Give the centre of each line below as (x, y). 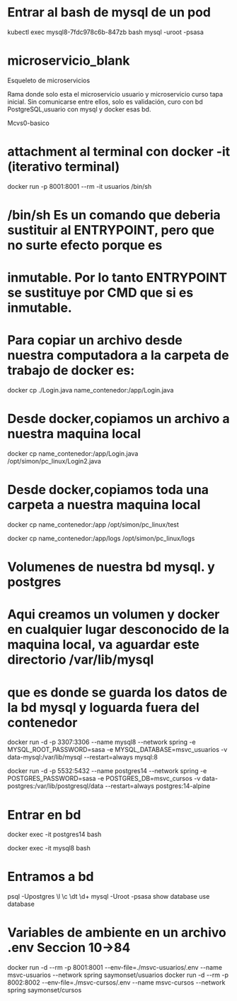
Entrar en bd (44, 815)
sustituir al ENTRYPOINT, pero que (111, 230)
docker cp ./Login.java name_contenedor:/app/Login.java (91, 390)
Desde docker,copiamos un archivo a (118, 419)
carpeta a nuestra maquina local (104, 505)
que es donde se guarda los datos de (117, 692)
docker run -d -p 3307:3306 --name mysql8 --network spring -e (102, 742)
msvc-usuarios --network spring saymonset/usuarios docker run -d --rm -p (118, 975)
